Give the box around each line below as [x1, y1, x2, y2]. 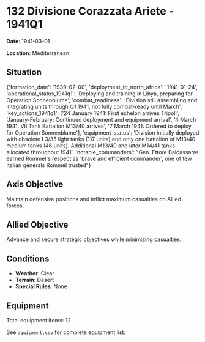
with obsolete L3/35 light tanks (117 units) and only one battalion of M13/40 [6, 135, 196, 143]
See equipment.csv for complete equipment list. [6, 329, 125, 336]
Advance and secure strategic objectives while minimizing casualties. [6, 236, 182, 243]
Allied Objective [6, 219, 69, 230]
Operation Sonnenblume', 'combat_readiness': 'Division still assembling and [6, 96, 198, 103]
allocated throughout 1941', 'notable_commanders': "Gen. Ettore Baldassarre [6, 148, 199, 155]
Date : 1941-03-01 [6, 37, 50, 45]
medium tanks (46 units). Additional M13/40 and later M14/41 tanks [6, 142, 176, 149]
